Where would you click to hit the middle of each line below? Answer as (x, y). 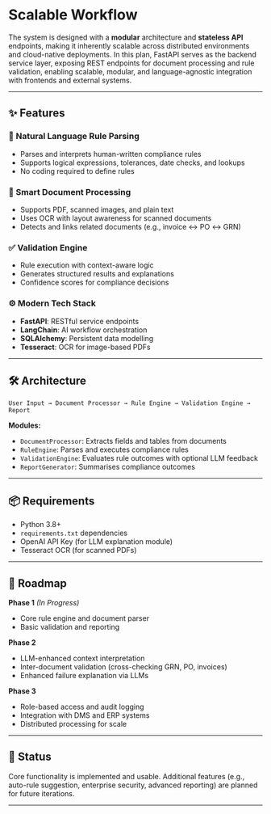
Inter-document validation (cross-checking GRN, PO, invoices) (123, 666)
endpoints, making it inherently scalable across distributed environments (129, 45)
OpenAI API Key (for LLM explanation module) (96, 542)
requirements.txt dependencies (73, 533)
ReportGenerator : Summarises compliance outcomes (108, 467)
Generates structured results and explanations (97, 274)
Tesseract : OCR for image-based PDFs (85, 347)
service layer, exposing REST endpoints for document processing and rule (132, 63)
